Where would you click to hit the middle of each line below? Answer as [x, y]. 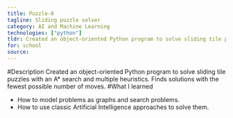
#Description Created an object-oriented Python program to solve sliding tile [116, 71]
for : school [24, 46]
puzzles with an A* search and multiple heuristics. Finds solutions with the [113, 79]
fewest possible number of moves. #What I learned [80, 86]
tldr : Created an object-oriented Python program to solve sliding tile [114, 39]
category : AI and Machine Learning [59, 26]
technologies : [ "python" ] [44, 33]
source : [18, 52]
